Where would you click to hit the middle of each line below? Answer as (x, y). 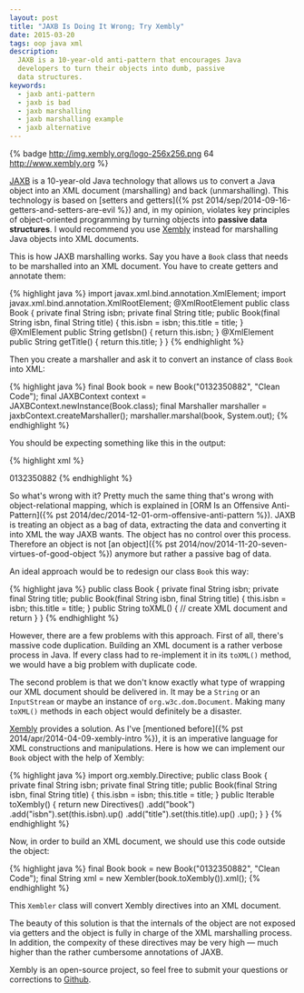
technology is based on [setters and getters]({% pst (107, 200)
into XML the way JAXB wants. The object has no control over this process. (150, 534)
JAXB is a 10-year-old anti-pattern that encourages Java (130, 60)
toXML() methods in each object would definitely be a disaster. (126, 711)
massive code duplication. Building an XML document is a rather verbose (146, 645)
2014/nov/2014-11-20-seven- (233, 544)
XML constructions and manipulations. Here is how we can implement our (147, 748)
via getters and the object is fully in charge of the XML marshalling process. (151, 933)
